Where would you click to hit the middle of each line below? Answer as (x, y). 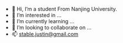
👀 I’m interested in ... (36, 15)
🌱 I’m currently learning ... (43, 21)
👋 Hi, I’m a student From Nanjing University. (64, 9)
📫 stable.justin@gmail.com (45, 34)
